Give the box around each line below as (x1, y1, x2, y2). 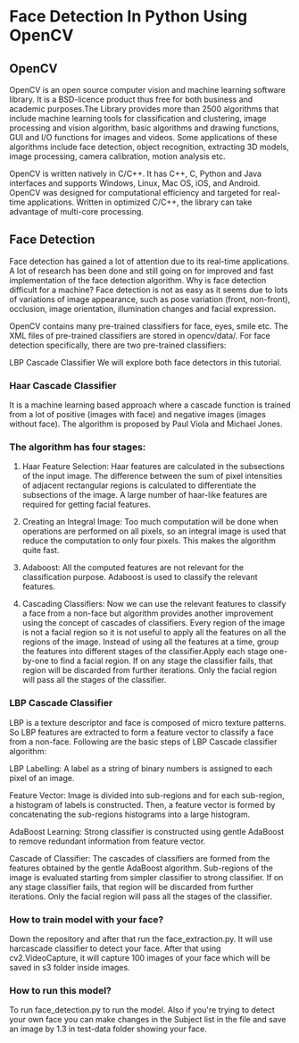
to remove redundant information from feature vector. (9, 836, 206, 846)
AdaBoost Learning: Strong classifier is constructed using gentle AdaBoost (9, 826, 285, 837)
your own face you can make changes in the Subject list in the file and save (9, 1014, 287, 1025)
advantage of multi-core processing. (9, 206, 145, 216)
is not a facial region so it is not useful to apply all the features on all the (21, 627, 287, 638)
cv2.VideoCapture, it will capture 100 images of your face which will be (9, 953, 270, 963)
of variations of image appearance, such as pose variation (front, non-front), (9, 293, 291, 305)
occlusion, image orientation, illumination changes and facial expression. (9, 303, 277, 314)
